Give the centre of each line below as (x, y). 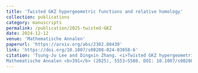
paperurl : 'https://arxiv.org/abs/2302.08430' (64, 45)
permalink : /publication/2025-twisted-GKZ (59, 28)
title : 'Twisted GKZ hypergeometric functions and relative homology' (95, 11)
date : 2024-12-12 (27, 34)
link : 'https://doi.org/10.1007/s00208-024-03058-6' (72, 50)
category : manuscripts (34, 22)
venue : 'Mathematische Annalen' (46, 39)
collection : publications (38, 17)
